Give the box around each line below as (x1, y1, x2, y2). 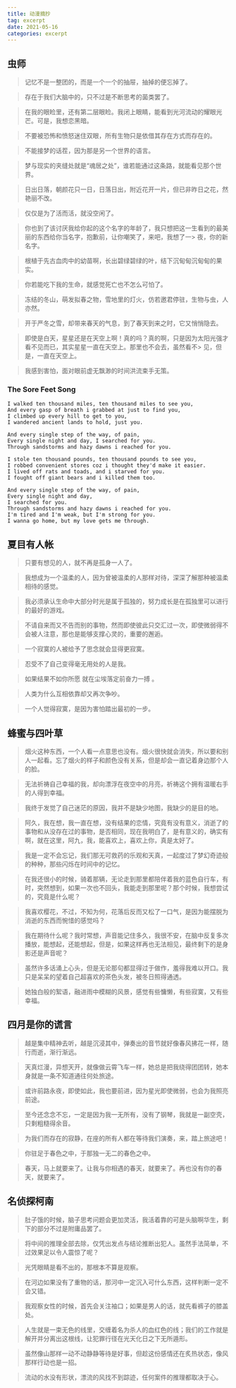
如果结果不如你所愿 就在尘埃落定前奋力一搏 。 (24, 675, 159, 683)
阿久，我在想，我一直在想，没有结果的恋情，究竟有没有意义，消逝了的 (24, 818, 229, 827)
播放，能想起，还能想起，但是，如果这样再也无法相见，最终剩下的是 (24, 939, 223, 948)
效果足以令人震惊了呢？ (30, 1248, 99, 1256)
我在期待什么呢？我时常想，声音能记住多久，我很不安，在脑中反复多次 (24, 931, 229, 939)
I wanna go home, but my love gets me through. (7, 518, 150, 525)
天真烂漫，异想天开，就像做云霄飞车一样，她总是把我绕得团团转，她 (24, 1063, 223, 1071)
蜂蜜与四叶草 (7, 727, 63, 739)
